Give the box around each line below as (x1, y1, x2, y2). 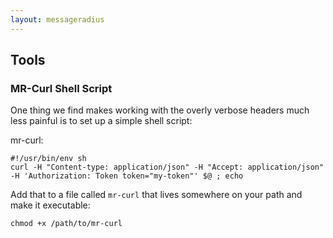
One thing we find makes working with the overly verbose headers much (10, 104, 310, 116)
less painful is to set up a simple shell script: (10, 115, 193, 127)
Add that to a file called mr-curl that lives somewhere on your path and (10, 189, 303, 201)
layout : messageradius (10, 14, 105, 25)
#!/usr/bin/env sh (10, 154, 87, 164)
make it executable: (10, 199, 91, 211)
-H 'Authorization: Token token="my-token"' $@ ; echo (10, 171, 244, 181)
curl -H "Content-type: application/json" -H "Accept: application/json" (10, 162, 325, 173)
